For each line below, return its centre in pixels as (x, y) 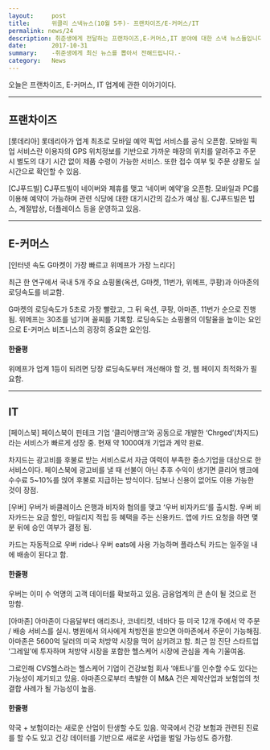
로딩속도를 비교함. (37, 292)
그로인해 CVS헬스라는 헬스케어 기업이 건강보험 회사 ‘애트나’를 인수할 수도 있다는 (133, 668)
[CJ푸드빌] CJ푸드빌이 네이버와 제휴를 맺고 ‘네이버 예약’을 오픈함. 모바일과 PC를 (134, 188)
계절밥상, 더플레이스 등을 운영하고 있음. (80, 208)
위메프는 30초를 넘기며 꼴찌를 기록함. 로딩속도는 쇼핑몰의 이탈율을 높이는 (133, 319)
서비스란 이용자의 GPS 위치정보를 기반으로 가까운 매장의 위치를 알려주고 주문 (136, 151)
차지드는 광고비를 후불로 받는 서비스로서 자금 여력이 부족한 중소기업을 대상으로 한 (135, 459)
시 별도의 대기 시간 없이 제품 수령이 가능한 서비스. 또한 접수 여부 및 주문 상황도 (130, 161)
